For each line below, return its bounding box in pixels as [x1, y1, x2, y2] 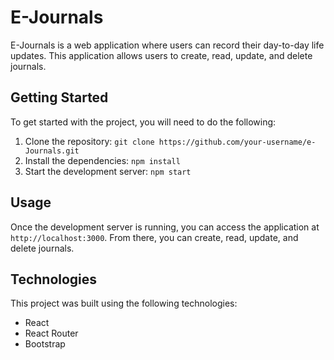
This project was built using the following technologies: [10, 297, 238, 310]
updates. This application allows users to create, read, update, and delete [10, 49, 313, 61]
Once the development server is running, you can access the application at [10, 221, 320, 233]
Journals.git [24, 146, 80, 156]
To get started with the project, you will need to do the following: [10, 116, 277, 128]
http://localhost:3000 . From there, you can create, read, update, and [10, 231, 299, 243]
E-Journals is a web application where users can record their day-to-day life [10, 39, 325, 51]
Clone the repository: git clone [24, 135, 155, 147]
